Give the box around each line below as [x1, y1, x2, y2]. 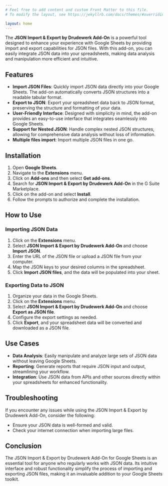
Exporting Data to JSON [5, 281, 64, 288]
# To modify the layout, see [5, 12, 66, 17]
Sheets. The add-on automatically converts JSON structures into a [12, 89, 150, 95]
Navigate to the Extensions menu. [12, 170, 83, 175]
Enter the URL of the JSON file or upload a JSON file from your [12, 253, 142, 259]
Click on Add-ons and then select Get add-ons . [12, 175, 111, 181]
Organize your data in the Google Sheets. [12, 293, 97, 299]
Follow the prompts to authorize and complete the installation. [12, 196, 140, 202]
